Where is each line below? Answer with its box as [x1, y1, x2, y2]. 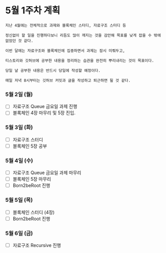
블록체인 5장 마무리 [12, 176, 52, 182]
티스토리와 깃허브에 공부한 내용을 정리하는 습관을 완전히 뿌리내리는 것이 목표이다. [5, 58, 154, 63]
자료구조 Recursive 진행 [12, 242, 61, 248]
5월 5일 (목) [5, 197, 33, 204]
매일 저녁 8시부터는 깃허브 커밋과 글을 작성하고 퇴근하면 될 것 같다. [5, 78, 131, 83]
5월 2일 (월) [5, 91, 33, 98]
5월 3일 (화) [5, 124, 33, 131]
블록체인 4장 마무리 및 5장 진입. [12, 110, 76, 116]
